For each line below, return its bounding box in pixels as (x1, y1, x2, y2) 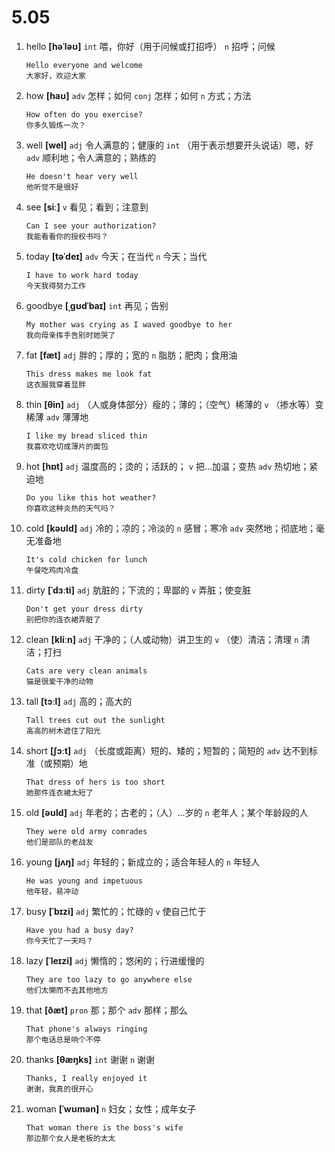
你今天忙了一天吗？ (25, 936, 94, 946)
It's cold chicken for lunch (25, 554, 148, 565)
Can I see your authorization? (25, 221, 157, 231)
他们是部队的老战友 (25, 837, 94, 847)
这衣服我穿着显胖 (25, 379, 86, 390)
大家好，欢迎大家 (25, 71, 86, 81)
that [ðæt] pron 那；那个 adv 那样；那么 (25, 1004, 188, 1016)
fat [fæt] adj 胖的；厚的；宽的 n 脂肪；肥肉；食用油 (25, 349, 238, 361)
